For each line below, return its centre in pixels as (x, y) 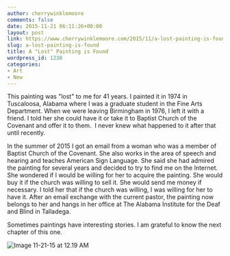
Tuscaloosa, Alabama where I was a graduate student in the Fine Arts (105, 104)
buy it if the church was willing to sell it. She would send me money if (104, 183)
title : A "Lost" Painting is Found (58, 52)
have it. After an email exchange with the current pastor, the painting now (111, 197)
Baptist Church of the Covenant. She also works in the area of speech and (112, 153)
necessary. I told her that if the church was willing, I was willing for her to (110, 190)
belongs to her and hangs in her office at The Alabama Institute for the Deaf (114, 204)
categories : (24, 64)
